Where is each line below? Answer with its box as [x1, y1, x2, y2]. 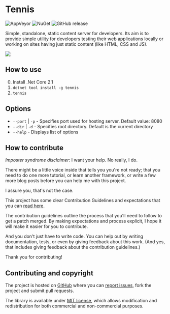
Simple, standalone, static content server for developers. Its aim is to [5, 30, 149, 36]
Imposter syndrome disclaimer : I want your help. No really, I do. [5, 157, 138, 163]
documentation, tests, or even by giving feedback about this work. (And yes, [5, 239, 165, 245]
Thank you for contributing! [5, 254, 62, 260]
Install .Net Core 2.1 [12, 79, 53, 85]
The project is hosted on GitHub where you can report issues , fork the [5, 282, 152, 289]
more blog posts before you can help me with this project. [5, 178, 126, 184]
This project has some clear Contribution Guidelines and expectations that [5, 197, 161, 204]
